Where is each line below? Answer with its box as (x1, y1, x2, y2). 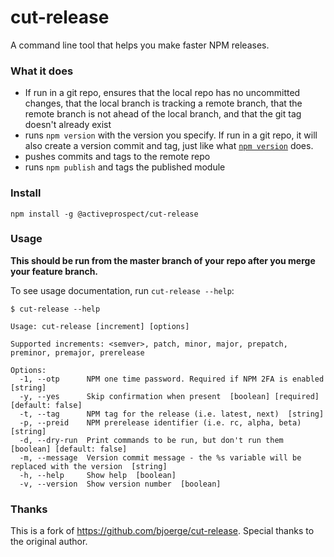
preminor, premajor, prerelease (10, 347, 145, 358)
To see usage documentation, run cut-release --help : (10, 284, 235, 296)
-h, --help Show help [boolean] (19, 470, 177, 480)
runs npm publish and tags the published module (24, 161, 226, 173)
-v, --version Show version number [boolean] (19, 479, 222, 489)
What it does (10, 64, 74, 78)
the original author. (10, 536, 88, 548)
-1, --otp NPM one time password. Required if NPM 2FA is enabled (19, 374, 325, 384)
